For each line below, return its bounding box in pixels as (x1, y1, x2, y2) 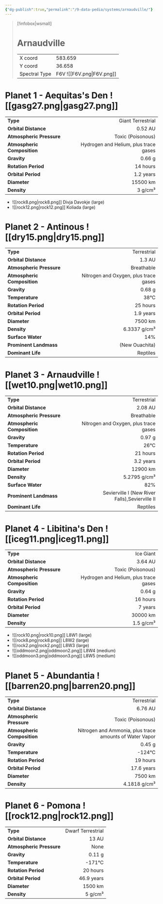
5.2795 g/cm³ (123, 474, 156, 480)
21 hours (134, 450, 156, 457)
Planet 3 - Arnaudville (5, 369, 95, 380)
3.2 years (134, 458, 156, 465)
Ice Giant (135, 551, 156, 557)
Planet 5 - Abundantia (5, 670, 95, 681)
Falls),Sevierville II (114, 496, 156, 502)
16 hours (134, 596, 156, 603)
